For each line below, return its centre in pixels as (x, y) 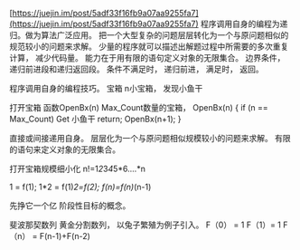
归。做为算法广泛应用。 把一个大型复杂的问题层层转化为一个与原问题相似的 (149, 35)
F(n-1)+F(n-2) (65, 236)
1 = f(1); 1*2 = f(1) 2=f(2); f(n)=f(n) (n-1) (80, 187)
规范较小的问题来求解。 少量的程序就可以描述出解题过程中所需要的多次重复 (149, 46)
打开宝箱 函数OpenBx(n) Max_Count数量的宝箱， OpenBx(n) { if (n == (139, 107)
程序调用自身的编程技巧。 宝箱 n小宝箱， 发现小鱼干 (106, 88)
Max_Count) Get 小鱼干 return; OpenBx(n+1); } (95, 119)
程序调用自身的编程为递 (244, 24)
